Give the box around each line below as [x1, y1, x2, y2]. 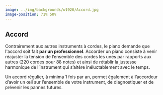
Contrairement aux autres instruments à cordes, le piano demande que [5, 43, 150, 49]
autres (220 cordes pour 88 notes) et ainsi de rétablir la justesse [5, 59, 137, 65]
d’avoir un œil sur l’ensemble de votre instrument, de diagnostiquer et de [5, 79, 154, 85]
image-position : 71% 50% [5, 12, 57, 17]
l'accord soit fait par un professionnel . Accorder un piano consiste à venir [5, 48, 158, 54]
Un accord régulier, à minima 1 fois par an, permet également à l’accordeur [5, 74, 158, 80]
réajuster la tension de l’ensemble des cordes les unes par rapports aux [5, 54, 152, 60]
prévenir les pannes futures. [5, 85, 63, 91]
